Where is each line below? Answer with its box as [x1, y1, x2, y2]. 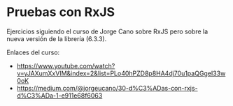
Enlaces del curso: [6, 48, 60, 56]
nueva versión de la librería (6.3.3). [6, 34, 107, 43]
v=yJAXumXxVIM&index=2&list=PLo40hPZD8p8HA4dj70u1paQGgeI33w [16, 69, 226, 77]
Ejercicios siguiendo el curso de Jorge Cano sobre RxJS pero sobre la [6, 27, 209, 36]
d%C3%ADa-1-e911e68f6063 [16, 91, 103, 100]
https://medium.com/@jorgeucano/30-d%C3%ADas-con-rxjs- [16, 84, 198, 92]
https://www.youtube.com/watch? [16, 61, 115, 70]
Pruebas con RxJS [6, 4, 115, 20]
